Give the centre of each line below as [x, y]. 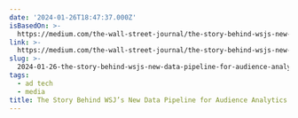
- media [31, 91]
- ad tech [35, 83]
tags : [19, 75]
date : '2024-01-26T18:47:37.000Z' [73, 17]
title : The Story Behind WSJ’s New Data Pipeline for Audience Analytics [149, 100]
